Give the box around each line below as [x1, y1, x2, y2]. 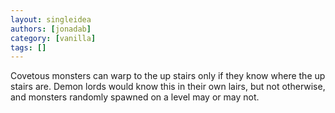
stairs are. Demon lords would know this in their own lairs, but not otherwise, [10, 81, 326, 93]
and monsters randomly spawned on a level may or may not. [10, 91, 260, 103]
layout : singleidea [10, 14, 92, 25]
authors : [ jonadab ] [10, 24, 92, 34]
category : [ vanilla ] [10, 33, 97, 43]
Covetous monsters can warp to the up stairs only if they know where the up [10, 70, 326, 82]
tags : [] [10, 42, 47, 53]
